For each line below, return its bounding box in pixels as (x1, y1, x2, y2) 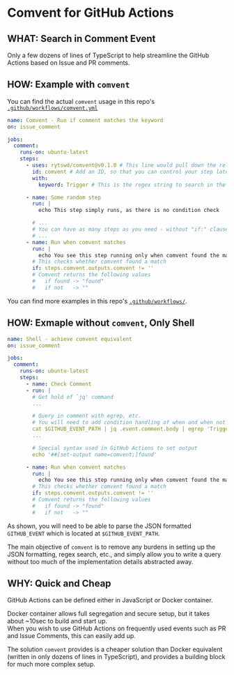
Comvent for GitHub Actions (7, 5, 174, 21)
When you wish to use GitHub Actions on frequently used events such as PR (7, 624, 226, 632)
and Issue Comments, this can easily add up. (7, 632, 136, 640)
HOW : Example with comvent (7, 79, 130, 91)
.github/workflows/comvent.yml (7, 105, 98, 112)
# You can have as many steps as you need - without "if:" (32, 226, 208, 233)
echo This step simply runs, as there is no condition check (38, 207, 219, 214)
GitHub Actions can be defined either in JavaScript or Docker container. (7, 596, 214, 605)
